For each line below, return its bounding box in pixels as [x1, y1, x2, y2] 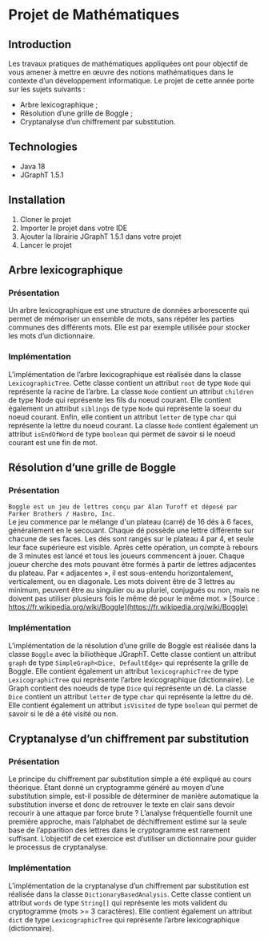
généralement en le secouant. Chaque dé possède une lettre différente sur [8, 525, 254, 535]
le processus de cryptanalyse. [8, 842, 108, 852]
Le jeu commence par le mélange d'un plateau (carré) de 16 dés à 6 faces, [8, 517, 254, 527]
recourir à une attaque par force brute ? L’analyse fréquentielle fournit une [8, 808, 253, 818]
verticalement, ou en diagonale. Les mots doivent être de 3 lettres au [8, 577, 235, 586]
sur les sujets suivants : [8, 84, 86, 94]
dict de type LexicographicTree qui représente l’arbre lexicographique [8, 914, 240, 924]
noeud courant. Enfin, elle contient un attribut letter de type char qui [8, 411, 237, 422]
